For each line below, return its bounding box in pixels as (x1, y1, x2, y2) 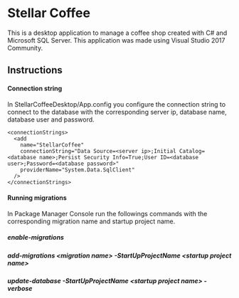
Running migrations (7, 193, 68, 202)
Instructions (7, 64, 63, 76)
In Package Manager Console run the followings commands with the (7, 209, 208, 218)
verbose (7, 284, 33, 293)
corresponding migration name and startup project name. (7, 217, 176, 225)
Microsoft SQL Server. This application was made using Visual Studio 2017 (7, 36, 225, 44)
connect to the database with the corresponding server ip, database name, (7, 107, 227, 116)
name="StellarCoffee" (20, 141, 84, 149)
